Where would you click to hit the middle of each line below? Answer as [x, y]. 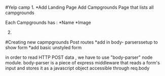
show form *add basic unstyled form [44, 47]
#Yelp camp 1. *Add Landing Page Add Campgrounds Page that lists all [79, 7]
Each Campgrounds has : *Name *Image [48, 23]
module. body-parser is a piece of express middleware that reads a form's [83, 63]
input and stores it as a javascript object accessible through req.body [77, 68]
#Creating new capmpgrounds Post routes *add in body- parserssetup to [81, 42]
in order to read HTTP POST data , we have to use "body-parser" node [79, 57]
